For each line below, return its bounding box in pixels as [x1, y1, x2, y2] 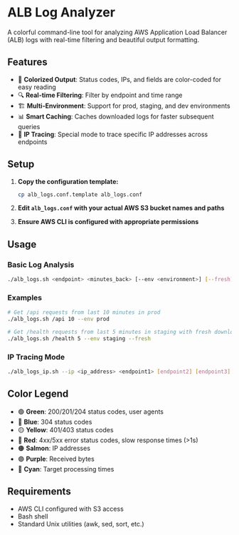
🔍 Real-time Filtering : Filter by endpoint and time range [17, 91, 183, 99]
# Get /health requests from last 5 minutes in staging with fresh [7, 329, 212, 336]
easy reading [17, 83, 57, 91]
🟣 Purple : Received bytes [17, 454, 95, 463]
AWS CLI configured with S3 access [17, 504, 124, 513]
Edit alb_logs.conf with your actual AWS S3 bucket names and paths [17, 204, 225, 213]
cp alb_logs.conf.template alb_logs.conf [17, 190, 142, 198]
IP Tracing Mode [7, 352, 65, 362]
